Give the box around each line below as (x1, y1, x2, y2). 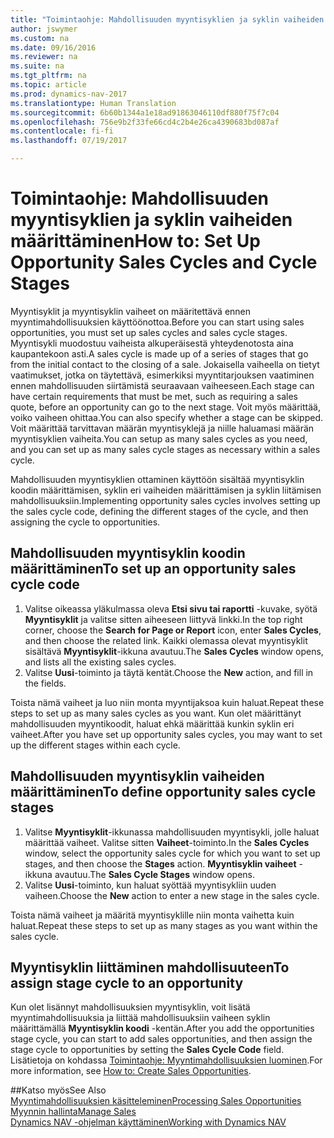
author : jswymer (10, 24, 78, 34)
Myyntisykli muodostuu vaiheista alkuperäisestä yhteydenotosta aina (10, 337, 294, 349)
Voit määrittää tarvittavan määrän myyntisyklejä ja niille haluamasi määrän (10, 422, 315, 434)
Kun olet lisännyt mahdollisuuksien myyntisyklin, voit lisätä (10, 1001, 251, 1013)
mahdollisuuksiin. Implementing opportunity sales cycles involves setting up (10, 494, 321, 506)
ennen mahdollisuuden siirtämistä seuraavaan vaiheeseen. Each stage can (10, 379, 315, 391)
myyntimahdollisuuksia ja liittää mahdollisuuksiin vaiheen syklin (10, 1012, 271, 1024)
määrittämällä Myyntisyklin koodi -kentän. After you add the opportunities (10, 1022, 315, 1035)
